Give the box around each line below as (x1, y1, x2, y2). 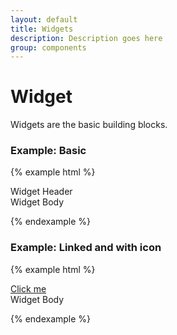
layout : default (10, 14, 78, 25)
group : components (10, 42, 87, 53)
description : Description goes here (10, 33, 163, 43)
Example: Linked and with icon (10, 241, 162, 255)
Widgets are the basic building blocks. (10, 119, 168, 131)
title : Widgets (10, 24, 74, 34)
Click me (10, 282, 47, 295)
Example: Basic (10, 144, 87, 158)
